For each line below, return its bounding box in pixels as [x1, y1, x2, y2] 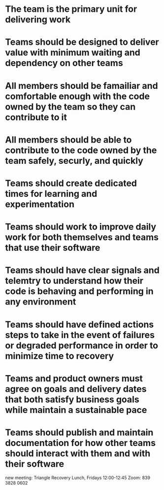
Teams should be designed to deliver [5, 37, 159, 48]
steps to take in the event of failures [5, 329, 155, 340]
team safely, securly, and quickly [5, 155, 144, 166]
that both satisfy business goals [5, 394, 139, 405]
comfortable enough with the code [5, 90, 150, 102]
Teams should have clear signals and [5, 265, 160, 276]
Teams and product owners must [5, 373, 143, 384]
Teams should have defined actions [5, 319, 154, 330]
